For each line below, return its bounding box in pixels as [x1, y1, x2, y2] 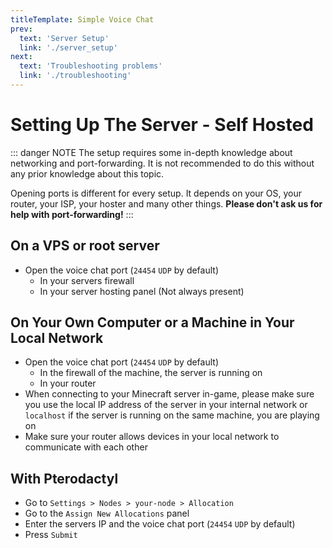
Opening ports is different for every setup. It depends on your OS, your [10, 187, 303, 199]
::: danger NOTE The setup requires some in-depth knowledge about [10, 146, 293, 158]
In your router [39, 377, 97, 390]
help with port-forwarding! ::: [10, 208, 134, 220]
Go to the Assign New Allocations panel [24, 507, 190, 520]
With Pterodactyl [10, 470, 119, 487]
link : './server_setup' [19, 42, 118, 53]
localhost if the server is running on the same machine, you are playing [24, 409, 320, 421]
